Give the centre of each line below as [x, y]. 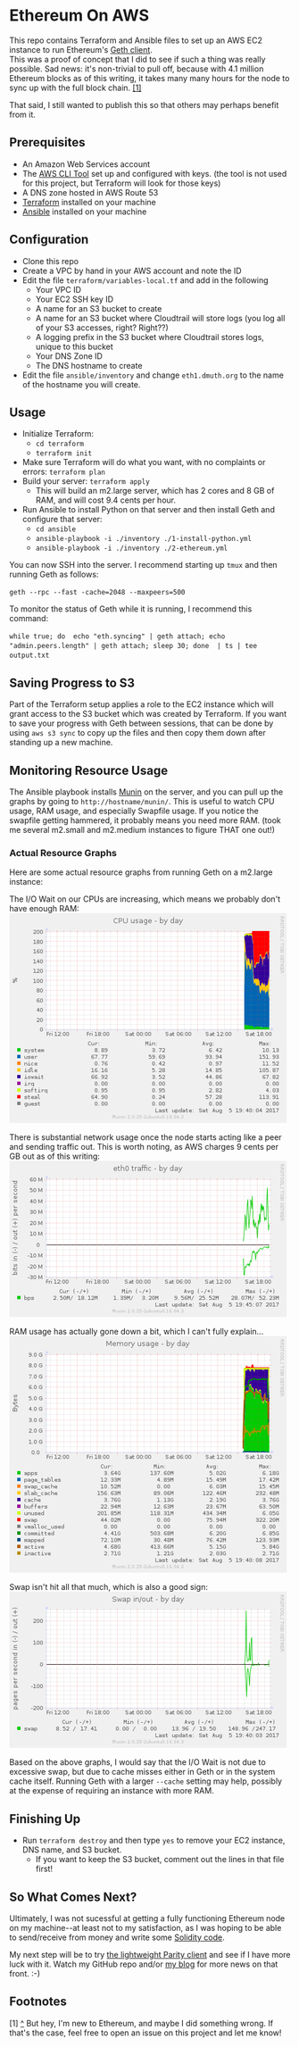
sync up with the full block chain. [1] [75, 87]
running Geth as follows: [54, 574]
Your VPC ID [58, 289]
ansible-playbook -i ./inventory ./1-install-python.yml [144, 539]
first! [44, 1869]
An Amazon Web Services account [86, 164]
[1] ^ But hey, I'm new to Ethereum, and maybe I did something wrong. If [141, 2023]
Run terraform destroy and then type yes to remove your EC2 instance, [154, 1841]
